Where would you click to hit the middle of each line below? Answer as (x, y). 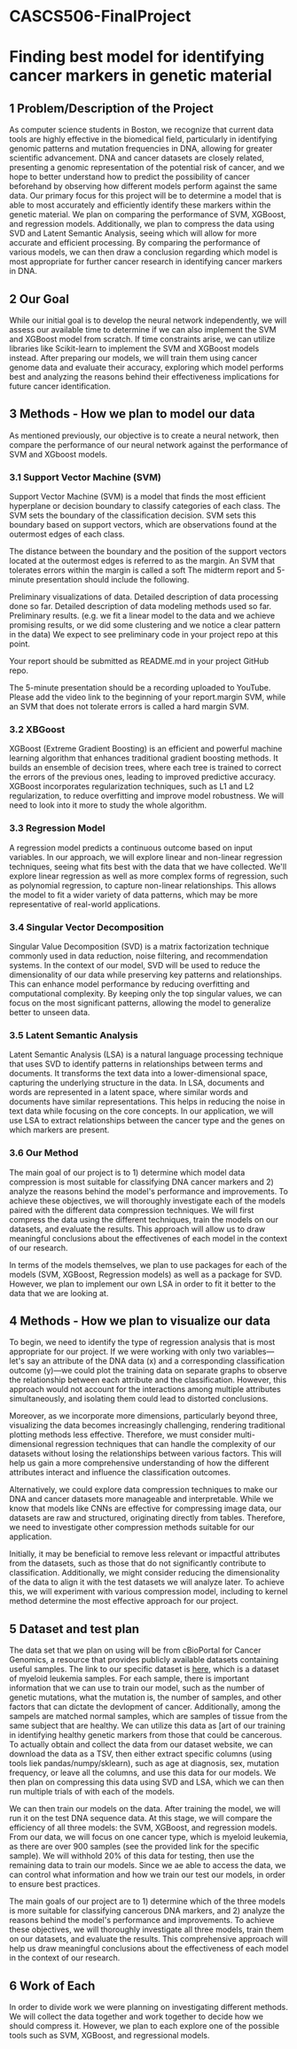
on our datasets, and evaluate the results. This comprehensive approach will (148, 1939)
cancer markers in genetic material (141, 76)
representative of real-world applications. (85, 904)
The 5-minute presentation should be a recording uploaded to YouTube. (140, 688)
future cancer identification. (60, 386)
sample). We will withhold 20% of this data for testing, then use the (132, 1856)
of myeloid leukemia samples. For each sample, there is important (129, 1678)
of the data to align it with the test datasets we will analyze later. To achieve (147, 1582)
